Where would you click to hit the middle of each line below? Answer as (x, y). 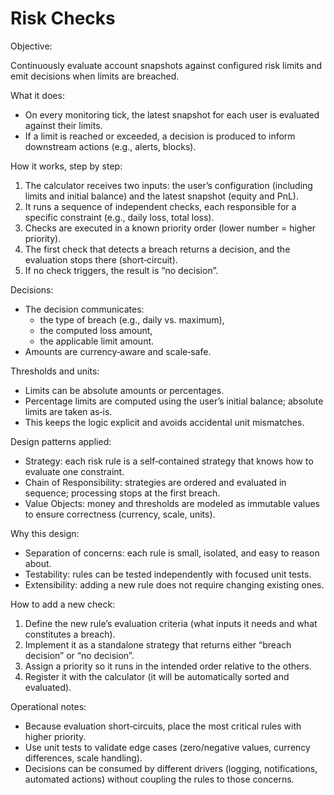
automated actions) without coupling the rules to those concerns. (159, 779)
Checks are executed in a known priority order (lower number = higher (170, 228)
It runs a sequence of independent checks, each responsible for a (160, 206)
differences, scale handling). (83, 758)
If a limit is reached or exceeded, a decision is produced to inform (160, 136)
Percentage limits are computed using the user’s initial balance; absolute (174, 401)
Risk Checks (63, 18)
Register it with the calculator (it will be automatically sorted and (157, 676)
